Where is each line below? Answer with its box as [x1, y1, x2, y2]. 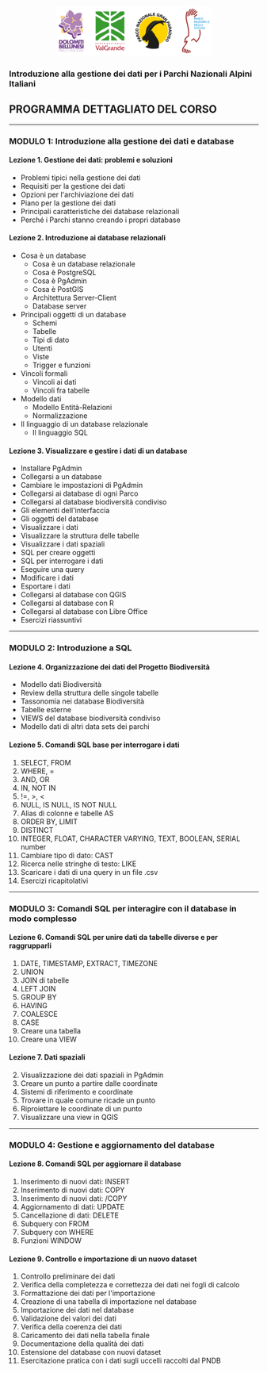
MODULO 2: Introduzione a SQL [9, 642, 132, 654]
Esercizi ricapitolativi [20, 876, 89, 885]
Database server [32, 301, 87, 311]
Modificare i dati [20, 573, 74, 583]
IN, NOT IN [20, 783, 56, 792]
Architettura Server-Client [32, 293, 117, 303]
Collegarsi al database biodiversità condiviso [20, 497, 167, 507]
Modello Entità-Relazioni [32, 403, 113, 412]
